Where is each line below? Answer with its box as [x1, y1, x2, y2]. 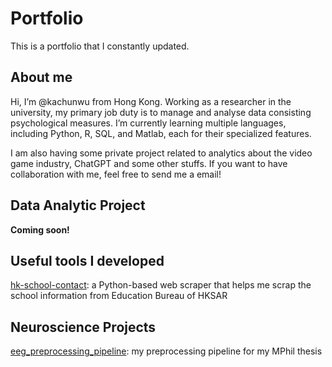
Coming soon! [10, 223, 70, 236]
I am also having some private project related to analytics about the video [10, 147, 313, 159]
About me [10, 69, 73, 86]
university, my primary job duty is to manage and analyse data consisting [10, 106, 312, 118]
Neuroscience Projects [10, 318, 157, 336]
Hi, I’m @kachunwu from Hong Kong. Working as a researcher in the [10, 95, 292, 107]
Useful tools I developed [10, 252, 165, 269]
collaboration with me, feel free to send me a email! [10, 168, 222, 180]
